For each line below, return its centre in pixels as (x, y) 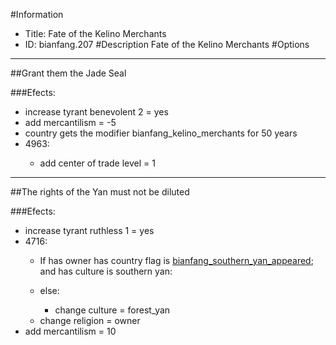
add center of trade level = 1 (97, 163)
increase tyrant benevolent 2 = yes (96, 112)
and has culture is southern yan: (106, 271)
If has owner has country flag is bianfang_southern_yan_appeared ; (176, 260)
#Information (37, 14)
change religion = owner (90, 320)
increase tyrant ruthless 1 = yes (89, 230)
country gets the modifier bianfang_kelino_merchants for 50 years (161, 133)
